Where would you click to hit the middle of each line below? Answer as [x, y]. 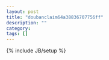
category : [19, 28]
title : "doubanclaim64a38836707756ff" [55, 17]
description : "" [26, 23]
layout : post [23, 12]
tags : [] [17, 34]
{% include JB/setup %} [36, 50]
